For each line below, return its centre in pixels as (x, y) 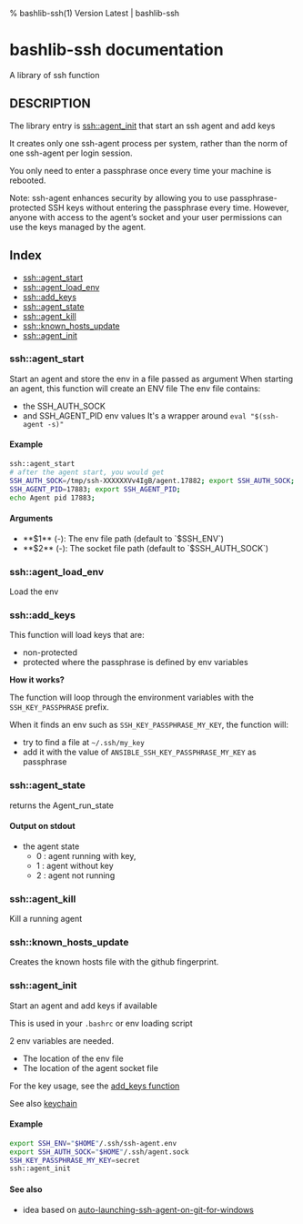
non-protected (50, 652)
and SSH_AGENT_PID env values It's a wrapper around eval (135, 415)
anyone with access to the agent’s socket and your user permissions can (146, 217)
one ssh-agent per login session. (71, 153)
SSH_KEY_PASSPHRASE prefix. (59, 707)
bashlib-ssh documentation (117, 50)
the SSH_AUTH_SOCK (64, 406)
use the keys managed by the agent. (78, 227)
